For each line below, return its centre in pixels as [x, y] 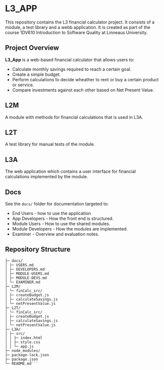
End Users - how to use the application [51, 213]
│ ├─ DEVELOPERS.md [25, 269]
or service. [23, 85]
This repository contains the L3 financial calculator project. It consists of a [80, 22]
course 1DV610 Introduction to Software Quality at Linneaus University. [76, 32]
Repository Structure [38, 249]
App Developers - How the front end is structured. [63, 219]
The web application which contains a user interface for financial [70, 171]
